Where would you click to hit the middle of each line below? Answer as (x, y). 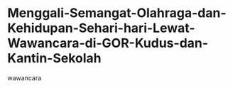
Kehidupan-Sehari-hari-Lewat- (101, 28)
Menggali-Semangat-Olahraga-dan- (117, 13)
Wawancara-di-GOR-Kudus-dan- (108, 43)
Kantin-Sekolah (54, 59)
